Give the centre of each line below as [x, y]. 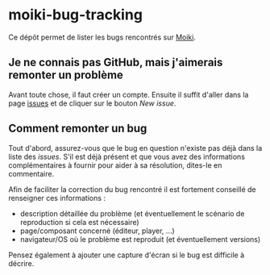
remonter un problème [66, 75]
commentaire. [31, 173]
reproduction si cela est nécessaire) [79, 222]
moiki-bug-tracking [76, 15]
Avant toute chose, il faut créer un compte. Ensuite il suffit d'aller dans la [129, 94]
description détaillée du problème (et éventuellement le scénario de [132, 213]
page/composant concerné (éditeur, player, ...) [97, 231]
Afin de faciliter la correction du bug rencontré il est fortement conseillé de [132, 189]
